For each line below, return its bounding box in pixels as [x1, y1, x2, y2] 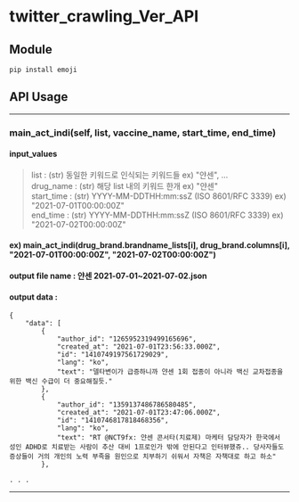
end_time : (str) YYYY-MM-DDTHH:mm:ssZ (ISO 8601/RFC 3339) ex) [30, 210, 284, 220]
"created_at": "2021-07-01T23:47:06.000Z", [56, 408, 221, 417]
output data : [9, 292, 58, 302]
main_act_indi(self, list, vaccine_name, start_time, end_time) [9, 127, 277, 139]
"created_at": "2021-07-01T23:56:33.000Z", [56, 342, 221, 351]
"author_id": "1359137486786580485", [56, 400, 198, 409]
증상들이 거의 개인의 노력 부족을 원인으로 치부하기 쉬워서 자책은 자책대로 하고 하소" [9, 452, 277, 461]
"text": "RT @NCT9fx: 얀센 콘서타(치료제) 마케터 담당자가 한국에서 [56, 433, 281, 442]
